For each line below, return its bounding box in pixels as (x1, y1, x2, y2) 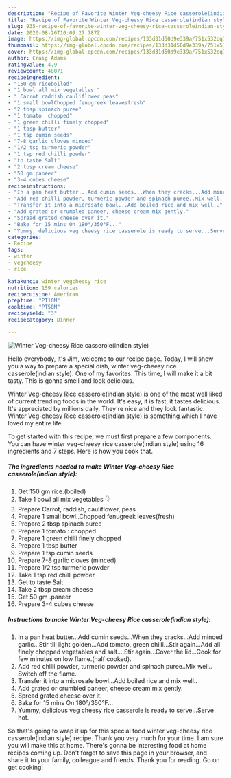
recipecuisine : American (8, 291, 79, 298)
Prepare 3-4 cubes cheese (17, 599, 95, 608)
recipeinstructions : (8, 183, 67, 190)
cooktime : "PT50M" (8, 304, 60, 311)
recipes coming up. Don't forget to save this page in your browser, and (8, 748, 208, 757)
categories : (8, 234, 42, 241)
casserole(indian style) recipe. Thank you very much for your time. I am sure (8, 733, 223, 742)
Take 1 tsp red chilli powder (17, 570, 95, 579)
